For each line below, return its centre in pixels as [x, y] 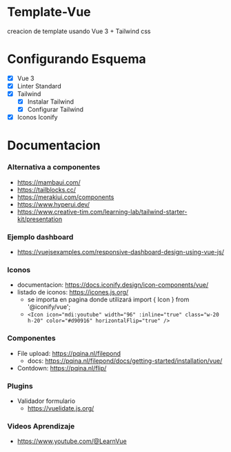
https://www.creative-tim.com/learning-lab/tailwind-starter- [102, 211]
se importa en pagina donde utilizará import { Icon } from [108, 300]
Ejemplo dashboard [40, 237]
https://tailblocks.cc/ [47, 189]
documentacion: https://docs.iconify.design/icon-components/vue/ [113, 285]
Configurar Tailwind [56, 110]
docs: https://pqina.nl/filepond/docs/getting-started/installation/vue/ [125, 361]
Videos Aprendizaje [41, 426]
